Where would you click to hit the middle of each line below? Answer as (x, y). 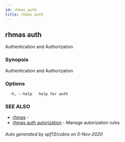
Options (15, 83)
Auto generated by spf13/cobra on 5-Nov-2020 (54, 134)
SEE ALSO (18, 106)
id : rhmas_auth (21, 10)
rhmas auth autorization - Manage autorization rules (66, 122)
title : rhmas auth (24, 14)
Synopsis (17, 59)
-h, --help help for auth (39, 94)
